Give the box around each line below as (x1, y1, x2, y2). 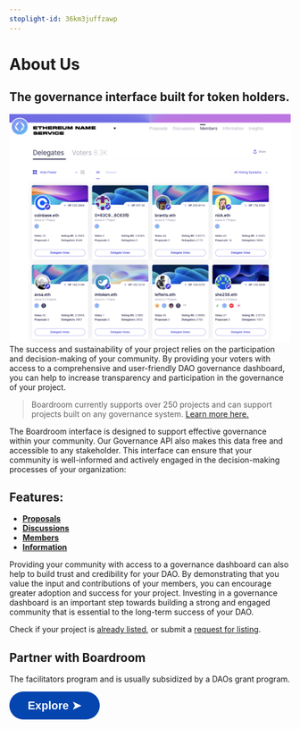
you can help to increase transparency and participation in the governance (9, 372, 284, 383)
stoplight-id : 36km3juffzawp (9, 14, 118, 23)
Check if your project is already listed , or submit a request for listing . (9, 624, 262, 635)
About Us (9, 54, 80, 74)
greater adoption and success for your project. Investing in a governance (9, 588, 279, 598)
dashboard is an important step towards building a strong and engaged (9, 598, 271, 608)
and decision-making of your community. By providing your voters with (9, 353, 271, 364)
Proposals (21, 513, 61, 524)
